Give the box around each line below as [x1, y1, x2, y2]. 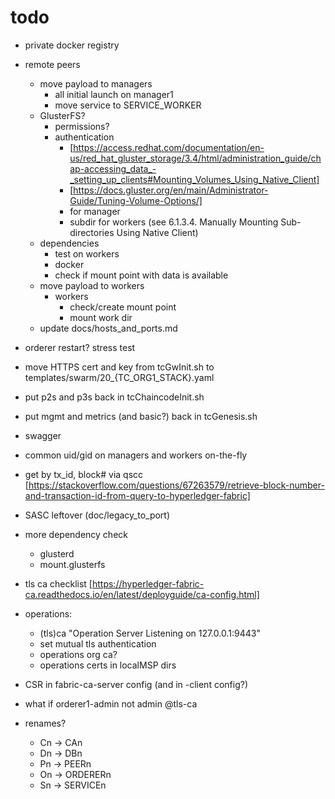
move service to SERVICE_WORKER [54, 99, 202, 111]
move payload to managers [39, 77, 153, 90]
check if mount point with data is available [54, 269, 229, 281]
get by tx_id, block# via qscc [24, 468, 144, 480]
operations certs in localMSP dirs [39, 659, 177, 671]
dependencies [39, 237, 100, 249]
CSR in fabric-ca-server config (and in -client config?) [24, 678, 248, 690]
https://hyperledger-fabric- [91, 577, 205, 590]
